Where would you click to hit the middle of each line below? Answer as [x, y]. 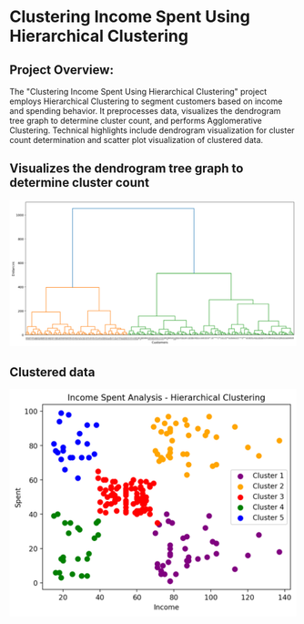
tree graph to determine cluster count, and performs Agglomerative [136, 121]
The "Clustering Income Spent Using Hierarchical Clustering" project [138, 92]
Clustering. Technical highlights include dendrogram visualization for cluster [152, 130]
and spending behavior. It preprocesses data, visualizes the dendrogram [145, 111]
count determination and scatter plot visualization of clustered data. [137, 140]
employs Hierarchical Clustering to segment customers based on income [146, 101]
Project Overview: [61, 70]
